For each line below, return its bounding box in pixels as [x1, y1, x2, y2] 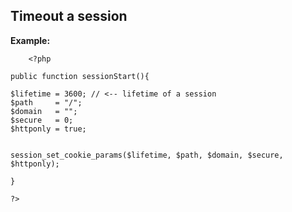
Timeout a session [10, 8, 128, 25]
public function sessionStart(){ [10, 71, 150, 81]
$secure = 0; [10, 115, 74, 125]
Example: [10, 34, 51, 46]
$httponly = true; [10, 124, 87, 134]
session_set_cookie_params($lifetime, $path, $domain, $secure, [10, 150, 284, 160]
